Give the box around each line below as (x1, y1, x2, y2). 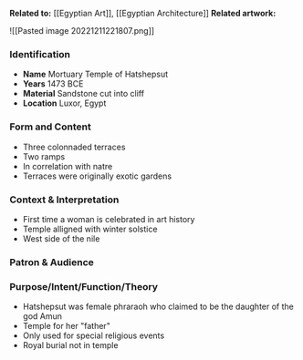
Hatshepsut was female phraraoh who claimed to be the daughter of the (22, 301, 294, 313)
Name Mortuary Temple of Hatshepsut (22, 68, 169, 80)
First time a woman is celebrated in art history (22, 213, 195, 224)
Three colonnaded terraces (22, 141, 126, 152)
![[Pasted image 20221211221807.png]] (9, 26, 155, 36)
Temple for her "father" (22, 321, 111, 332)
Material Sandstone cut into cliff (22, 88, 144, 99)
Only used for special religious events (22, 330, 165, 341)
